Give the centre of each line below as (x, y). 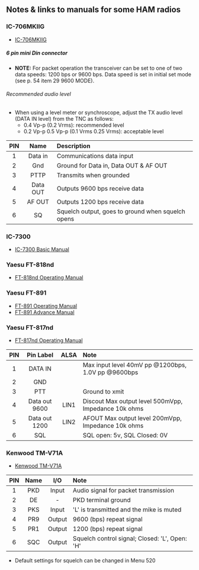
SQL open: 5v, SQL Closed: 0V (125, 436)
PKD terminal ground (102, 500)
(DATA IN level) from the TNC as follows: (64, 118)
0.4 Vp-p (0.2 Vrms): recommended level (74, 125)
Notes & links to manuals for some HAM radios (94, 10)
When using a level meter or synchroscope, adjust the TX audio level (99, 112)
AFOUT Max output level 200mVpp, (132, 418)
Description (73, 146)
